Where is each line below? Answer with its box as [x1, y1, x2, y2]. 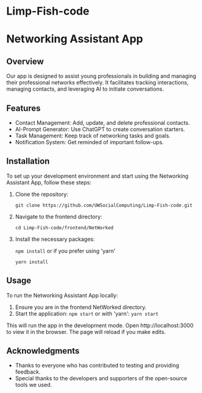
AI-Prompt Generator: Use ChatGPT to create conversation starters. [15, 126, 186, 133]
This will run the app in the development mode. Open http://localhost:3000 [6, 321, 193, 329]
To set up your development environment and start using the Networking [6, 172, 189, 179]
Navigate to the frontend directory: [15, 213, 102, 220]
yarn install [15, 259, 49, 265]
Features [6, 103, 41, 113]
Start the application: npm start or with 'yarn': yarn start [15, 310, 159, 317]
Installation [6, 156, 50, 167]
